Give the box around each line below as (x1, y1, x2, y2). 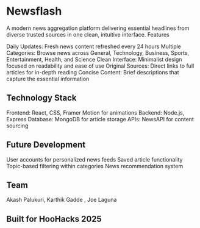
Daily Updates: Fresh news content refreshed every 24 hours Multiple (6, 43, 182, 50)
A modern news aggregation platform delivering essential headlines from (6, 24, 190, 32)
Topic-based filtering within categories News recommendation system (6, 162, 184, 169)
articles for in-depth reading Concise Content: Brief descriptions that (6, 68, 179, 76)
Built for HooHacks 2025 (6, 213, 102, 224)
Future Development (6, 140, 86, 150)
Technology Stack (6, 93, 77, 103)
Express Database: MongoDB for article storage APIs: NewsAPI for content (6, 115, 194, 123)
